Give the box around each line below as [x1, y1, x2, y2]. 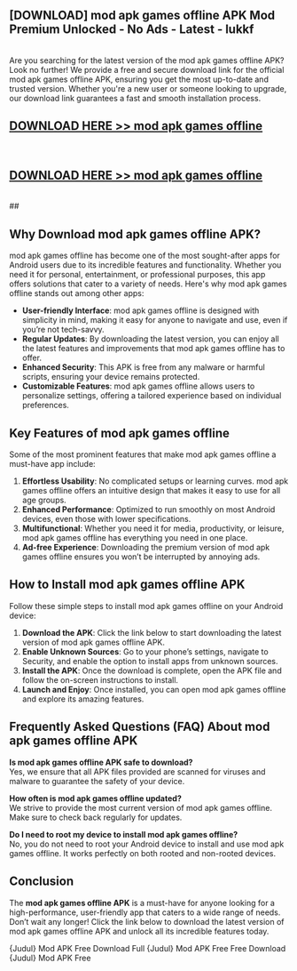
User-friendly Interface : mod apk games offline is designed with [21, 305, 260, 316]
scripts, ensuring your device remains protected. [21, 372, 200, 382]
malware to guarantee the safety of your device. [9, 775, 185, 786]
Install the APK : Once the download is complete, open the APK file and [21, 665, 282, 676]
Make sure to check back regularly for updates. [9, 812, 183, 823]
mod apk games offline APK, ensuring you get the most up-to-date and [9, 74, 269, 84]
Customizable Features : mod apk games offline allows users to [21, 381, 255, 391]
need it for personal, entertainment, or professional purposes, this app [9, 269, 266, 280]
